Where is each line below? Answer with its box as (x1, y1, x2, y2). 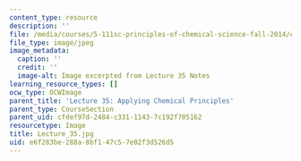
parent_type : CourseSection (9, 105, 115, 114)
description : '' (9, 21, 70, 30)
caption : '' (17, 55, 63, 64)
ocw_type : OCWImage (9, 88, 82, 97)
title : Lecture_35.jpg (9, 130, 94, 139)
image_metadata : (9, 47, 70, 55)
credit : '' (17, 64, 58, 72)
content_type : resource (9, 13, 99, 22)
